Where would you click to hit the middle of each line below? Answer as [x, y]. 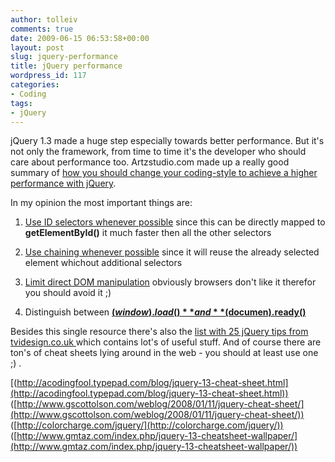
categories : [35, 85]
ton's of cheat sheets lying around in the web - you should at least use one [164, 353]
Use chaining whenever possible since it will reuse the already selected [172, 252]
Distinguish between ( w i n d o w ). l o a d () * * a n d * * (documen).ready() [165, 312]
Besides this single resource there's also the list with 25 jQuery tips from [159, 332]
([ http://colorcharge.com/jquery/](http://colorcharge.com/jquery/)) [147, 425]
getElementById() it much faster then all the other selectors [148, 233]
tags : [21, 103]
